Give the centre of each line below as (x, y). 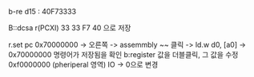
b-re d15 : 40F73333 (42, 12)
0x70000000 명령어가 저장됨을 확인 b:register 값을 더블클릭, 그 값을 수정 (123, 54)
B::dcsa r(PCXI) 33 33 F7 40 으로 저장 (70, 28)
